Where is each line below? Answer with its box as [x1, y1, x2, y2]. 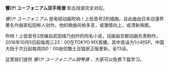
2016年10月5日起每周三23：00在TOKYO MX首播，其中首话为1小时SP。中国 [5, 39, 164, 45]
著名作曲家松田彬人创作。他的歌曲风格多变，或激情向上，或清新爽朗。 [5, 22, 154, 28]
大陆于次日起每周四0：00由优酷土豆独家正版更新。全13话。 [5, 46, 131, 51]
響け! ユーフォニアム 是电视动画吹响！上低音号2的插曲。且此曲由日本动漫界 [5, 16, 164, 22]
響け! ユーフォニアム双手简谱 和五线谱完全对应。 [5, 5, 108, 11]
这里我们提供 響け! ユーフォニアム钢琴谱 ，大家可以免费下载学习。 [5, 56, 145, 62]
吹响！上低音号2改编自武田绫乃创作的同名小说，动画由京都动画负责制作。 [5, 33, 161, 39]
